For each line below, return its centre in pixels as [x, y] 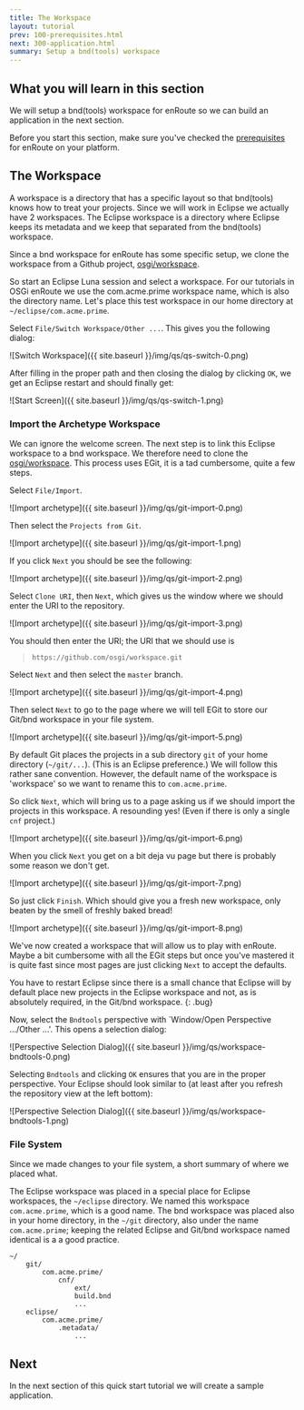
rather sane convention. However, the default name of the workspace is [143, 774]
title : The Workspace [50, 18]
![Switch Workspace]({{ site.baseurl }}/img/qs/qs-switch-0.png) [129, 355]
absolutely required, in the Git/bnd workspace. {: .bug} [111, 1002]
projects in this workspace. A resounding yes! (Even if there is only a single [150, 811]
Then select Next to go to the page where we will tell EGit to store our [138, 710]
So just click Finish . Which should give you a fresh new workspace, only [145, 901]
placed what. [34, 1173]
